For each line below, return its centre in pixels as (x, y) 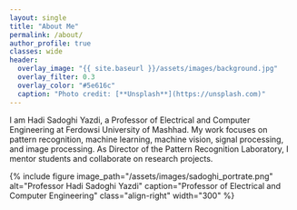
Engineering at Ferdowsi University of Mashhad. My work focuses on (139, 129)
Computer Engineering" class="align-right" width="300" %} (122, 195)
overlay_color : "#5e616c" (67, 85)
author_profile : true (50, 43)
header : (24, 60)
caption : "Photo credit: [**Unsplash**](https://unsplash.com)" (142, 94)
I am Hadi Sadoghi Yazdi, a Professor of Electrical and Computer (130, 120)
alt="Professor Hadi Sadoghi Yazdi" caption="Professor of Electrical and (145, 185)
